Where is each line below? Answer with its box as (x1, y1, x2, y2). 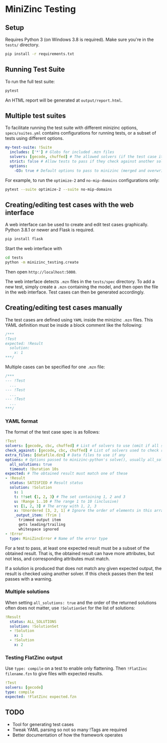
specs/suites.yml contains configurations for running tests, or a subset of (5, 130, 157, 136)
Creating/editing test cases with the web (5, 200, 134, 209)
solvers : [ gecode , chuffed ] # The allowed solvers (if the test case (9, 154, 157, 159)
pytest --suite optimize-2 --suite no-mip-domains (5, 187, 112, 192)
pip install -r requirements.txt (5, 51, 75, 56)
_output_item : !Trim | (14, 513, 61, 518)
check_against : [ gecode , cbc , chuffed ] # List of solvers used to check (5, 448, 159, 453)
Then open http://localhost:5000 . (5, 269, 77, 275)
